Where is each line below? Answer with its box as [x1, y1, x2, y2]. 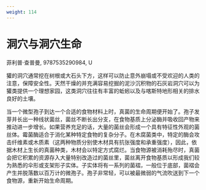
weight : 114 [6, 9, 37, 15]
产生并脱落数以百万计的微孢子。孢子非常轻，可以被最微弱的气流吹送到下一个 [6, 169, 200, 177]
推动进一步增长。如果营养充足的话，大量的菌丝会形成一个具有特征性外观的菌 [6, 123, 200, 131]
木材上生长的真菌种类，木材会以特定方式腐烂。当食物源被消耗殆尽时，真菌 [11, 146, 200, 153]
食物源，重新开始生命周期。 [6, 177, 77, 184]
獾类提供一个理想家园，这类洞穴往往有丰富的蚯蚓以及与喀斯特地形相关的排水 [6, 87, 200, 94]
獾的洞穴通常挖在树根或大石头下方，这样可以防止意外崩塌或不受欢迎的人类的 [6, 72, 200, 79]
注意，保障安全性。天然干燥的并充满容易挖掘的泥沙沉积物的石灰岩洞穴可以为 [6, 79, 200, 86]
